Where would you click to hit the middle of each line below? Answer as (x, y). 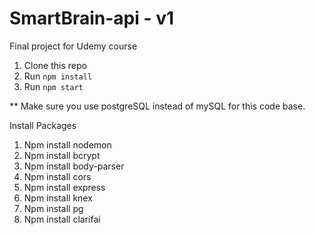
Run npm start (53, 86)
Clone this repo (55, 65)
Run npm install (58, 76)
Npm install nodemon (67, 144)
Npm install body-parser (74, 166)
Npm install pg (53, 208)
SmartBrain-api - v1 (92, 18)
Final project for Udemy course (73, 46)
